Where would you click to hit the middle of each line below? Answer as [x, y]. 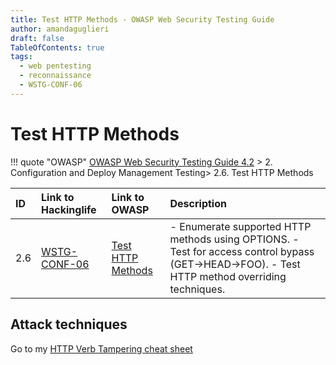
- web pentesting [55, 66]
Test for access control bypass [242, 251]
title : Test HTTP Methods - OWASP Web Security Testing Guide [142, 19]
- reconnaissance [55, 76]
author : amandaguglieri [60, 29]
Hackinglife [69, 209]
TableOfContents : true [57, 47]
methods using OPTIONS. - [234, 239]
